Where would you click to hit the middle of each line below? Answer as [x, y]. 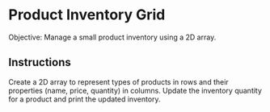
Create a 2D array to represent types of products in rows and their [118, 81]
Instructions [40, 62]
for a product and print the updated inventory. [84, 99]
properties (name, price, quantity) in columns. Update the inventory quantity [135, 90]
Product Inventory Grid [87, 15]
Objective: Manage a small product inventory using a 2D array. [112, 37]
